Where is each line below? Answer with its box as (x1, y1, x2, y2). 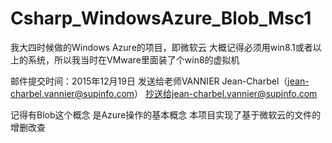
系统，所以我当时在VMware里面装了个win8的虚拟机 (27, 53, 240, 66)
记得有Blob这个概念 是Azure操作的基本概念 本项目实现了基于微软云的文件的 (10, 108, 322, 121)
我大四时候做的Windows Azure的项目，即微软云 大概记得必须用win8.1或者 (10, 41, 313, 53)
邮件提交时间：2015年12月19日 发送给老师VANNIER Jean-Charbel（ (10, 75, 288, 87)
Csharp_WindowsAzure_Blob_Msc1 (10, 7, 312, 30)
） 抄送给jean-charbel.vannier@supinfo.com (134, 87, 318, 99)
